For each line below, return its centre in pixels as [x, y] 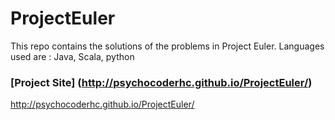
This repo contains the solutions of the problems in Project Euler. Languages [167, 46]
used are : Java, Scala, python [72, 56]
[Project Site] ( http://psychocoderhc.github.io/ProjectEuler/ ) [161, 82]
